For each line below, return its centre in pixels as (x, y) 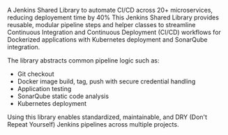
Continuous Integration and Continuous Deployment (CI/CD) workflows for (114, 32)
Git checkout (36, 74)
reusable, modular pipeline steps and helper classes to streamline (101, 25)
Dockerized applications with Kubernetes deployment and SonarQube (107, 40)
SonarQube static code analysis (63, 96)
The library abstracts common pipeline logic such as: (83, 61)
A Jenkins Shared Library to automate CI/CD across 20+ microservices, (110, 10)
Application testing (44, 89)
